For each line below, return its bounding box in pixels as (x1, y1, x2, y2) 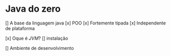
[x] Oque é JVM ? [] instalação (5, 35, 68, 41)
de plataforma (5, 25, 35, 31)
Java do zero (5, 3, 61, 15)
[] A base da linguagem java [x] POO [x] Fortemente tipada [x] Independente (5, 20, 166, 26)
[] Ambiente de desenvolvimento (5, 45, 74, 51)
